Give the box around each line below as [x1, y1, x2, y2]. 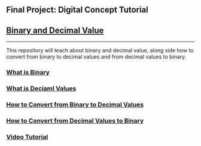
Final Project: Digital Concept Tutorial [6, 5, 148, 15]
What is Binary [6, 68, 50, 77]
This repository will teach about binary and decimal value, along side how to [6, 47, 194, 54]
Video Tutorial [6, 132, 48, 141]
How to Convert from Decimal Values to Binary [6, 117, 144, 125]
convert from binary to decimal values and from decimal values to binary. [6, 53, 187, 61]
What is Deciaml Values [6, 84, 77, 93]
